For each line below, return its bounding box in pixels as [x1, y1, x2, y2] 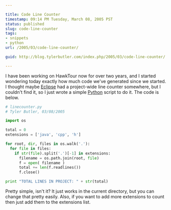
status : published [5, 21, 44, 27]
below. [5, 94, 19, 100]
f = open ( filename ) [18, 160, 65, 166]
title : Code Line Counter [5, 12, 60, 17]
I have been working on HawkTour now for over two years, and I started [5, 72, 156, 79]
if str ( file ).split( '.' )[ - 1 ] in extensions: [14, 151, 111, 156]
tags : [5, 31, 17, 36]
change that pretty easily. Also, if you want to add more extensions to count [5, 194, 164, 199]
